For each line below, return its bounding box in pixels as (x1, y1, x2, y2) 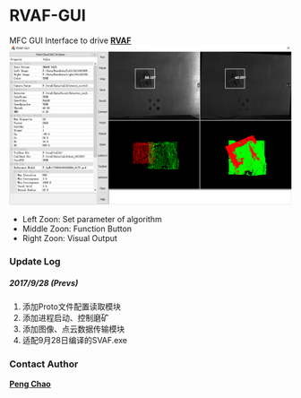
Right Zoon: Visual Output (21, 233, 118, 244)
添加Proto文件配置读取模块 (21, 301, 122, 312)
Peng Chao (9, 378, 51, 389)
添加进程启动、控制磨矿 (21, 313, 109, 324)
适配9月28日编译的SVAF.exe (21, 335, 128, 346)
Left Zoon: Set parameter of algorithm (21, 214, 163, 225)
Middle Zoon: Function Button (21, 223, 133, 234)
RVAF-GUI (9, 5, 87, 26)
